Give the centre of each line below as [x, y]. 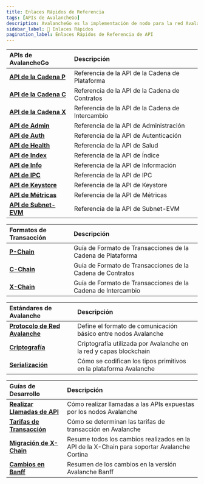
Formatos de [28, 230]
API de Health [30, 146]
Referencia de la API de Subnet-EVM [127, 209]
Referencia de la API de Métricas [121, 195]
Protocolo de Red [35, 326]
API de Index [28, 155]
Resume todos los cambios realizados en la [128, 440]
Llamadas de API [34, 412]
